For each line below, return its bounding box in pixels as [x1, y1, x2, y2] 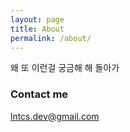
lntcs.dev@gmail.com [10, 110, 100, 122]
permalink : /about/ [10, 33, 92, 43]
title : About [10, 24, 65, 34]
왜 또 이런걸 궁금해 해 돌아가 [10, 62, 120, 74]
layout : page [10, 14, 65, 25]
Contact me [10, 87, 69, 101]
